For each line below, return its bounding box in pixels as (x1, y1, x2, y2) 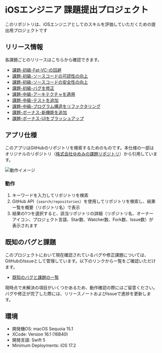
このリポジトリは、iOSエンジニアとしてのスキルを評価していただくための (5, 21, 151, 27)
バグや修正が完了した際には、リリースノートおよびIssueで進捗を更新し (5, 291, 147, 296)
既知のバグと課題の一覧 (12, 274, 59, 280)
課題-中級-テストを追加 (12, 97, 59, 103)
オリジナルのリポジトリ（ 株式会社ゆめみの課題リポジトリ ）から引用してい (5, 151, 153, 156)
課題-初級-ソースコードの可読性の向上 (12, 73, 88, 79)
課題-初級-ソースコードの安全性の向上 (12, 79, 88, 85)
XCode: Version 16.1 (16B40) (12, 331, 68, 337)
